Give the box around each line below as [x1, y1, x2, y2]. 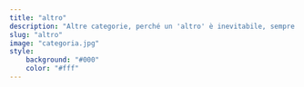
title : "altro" [9, 13, 67, 23]
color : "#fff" [25, 64, 79, 73]
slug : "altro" [9, 30, 64, 39]
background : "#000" [25, 55, 100, 64]
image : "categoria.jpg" [9, 38, 100, 48]
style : [9, 47, 35, 56]
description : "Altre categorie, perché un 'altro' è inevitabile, [9, 22, 267, 31]
